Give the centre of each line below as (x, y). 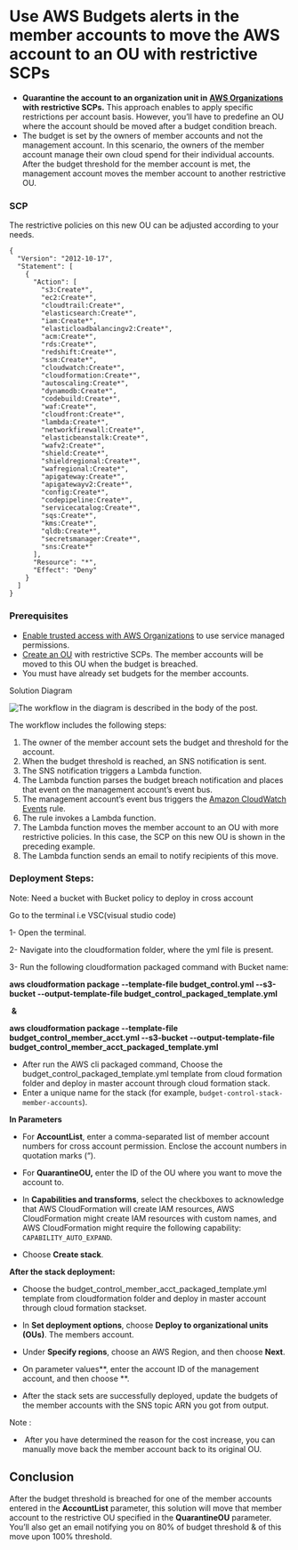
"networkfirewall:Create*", (93, 430)
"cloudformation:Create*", (91, 375)
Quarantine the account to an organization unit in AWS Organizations (153, 97)
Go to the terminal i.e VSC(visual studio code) (93, 915)
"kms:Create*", (69, 524)
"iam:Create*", (69, 321)
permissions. (45, 645)
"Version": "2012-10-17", (65, 259)
